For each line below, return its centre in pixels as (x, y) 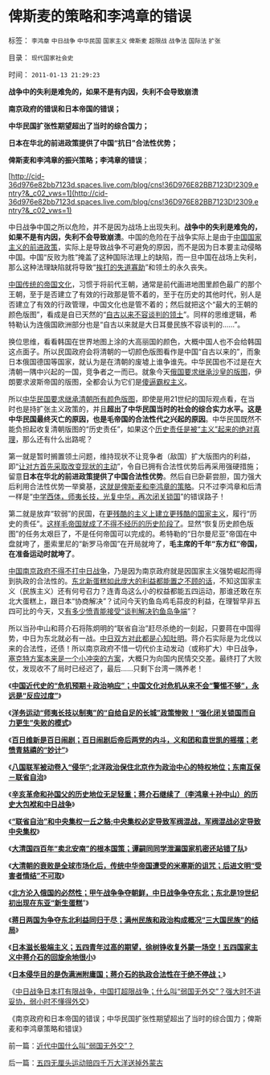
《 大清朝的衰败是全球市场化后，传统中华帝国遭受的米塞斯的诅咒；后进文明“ (131, 865)
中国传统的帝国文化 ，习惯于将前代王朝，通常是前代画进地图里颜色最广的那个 (135, 284)
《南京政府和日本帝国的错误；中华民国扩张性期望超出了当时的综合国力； (128, 1018)
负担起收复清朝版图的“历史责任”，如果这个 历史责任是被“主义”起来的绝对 (134, 429)
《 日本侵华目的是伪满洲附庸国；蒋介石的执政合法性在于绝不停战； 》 (117, 974)
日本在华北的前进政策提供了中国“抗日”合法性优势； (93, 142)
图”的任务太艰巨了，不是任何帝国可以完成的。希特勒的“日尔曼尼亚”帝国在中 (133, 533)
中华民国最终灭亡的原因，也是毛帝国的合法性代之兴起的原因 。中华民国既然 (131, 418)
